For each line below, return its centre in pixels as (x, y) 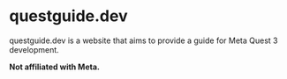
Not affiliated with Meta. (54, 67)
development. (34, 49)
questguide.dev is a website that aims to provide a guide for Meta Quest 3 (143, 40)
